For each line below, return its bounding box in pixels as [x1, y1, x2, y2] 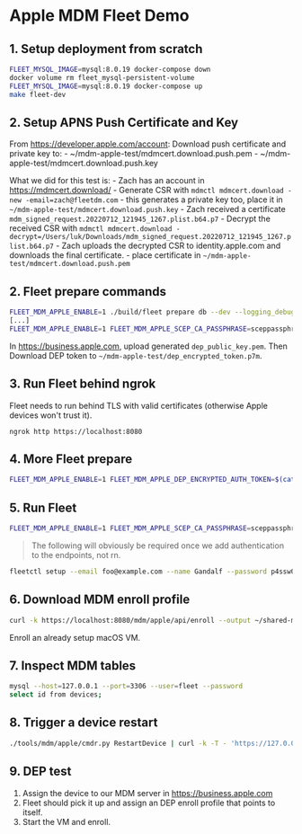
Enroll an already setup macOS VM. [9, 632, 141, 643]
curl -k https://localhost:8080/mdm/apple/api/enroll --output [9, 616, 252, 625]
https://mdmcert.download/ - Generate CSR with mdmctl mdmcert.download [9, 185, 285, 196]
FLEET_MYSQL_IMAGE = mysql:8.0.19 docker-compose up [9, 82, 203, 91]
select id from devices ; [9, 690, 102, 699]
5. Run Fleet [9, 500, 77, 515]
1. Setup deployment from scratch [9, 41, 203, 57]
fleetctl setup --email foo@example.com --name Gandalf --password [9, 567, 268, 576]
